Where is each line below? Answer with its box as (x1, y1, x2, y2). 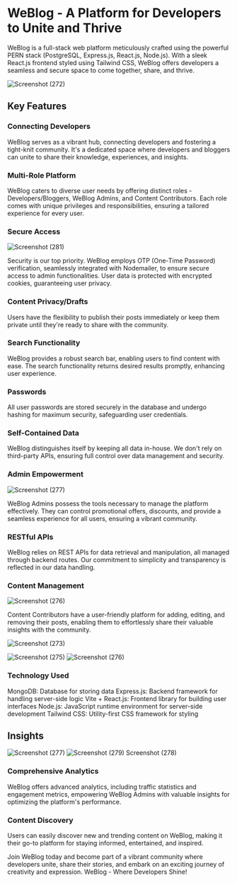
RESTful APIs (7, 532, 54, 542)
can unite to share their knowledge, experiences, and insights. (7, 152, 189, 161)
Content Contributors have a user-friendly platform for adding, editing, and (7, 610, 225, 619)
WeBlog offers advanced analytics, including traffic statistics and (7, 782, 197, 791)
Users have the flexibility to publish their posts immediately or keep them (7, 313, 220, 321)
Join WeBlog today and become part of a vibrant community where (7, 853, 203, 861)
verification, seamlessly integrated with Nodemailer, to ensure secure (7, 264, 210, 273)
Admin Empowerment (7, 469, 83, 479)
